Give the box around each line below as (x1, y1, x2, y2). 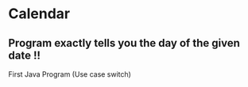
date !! (8, 48, 41, 62)
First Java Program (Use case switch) (8, 70, 131, 79)
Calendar (8, 5, 70, 23)
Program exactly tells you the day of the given (8, 36, 240, 50)
